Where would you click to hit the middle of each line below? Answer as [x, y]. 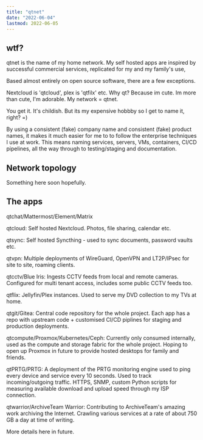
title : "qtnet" [26, 12]
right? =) [17, 118]
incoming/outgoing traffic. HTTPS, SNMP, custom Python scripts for [91, 382]
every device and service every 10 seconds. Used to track [79, 375]
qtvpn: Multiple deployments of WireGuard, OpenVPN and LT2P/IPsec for [98, 258]
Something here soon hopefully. [46, 183]
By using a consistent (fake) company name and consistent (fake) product [99, 129]
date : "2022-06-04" [31, 18]
